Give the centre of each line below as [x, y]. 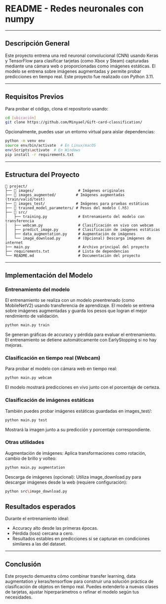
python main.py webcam [28, 378]
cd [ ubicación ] [21, 118]
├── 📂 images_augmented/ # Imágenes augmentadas [65, 195]
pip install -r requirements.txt [40, 155]
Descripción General [38, 43]
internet [14, 243]
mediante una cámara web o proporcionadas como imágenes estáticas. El [80, 66]
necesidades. [19, 597]
